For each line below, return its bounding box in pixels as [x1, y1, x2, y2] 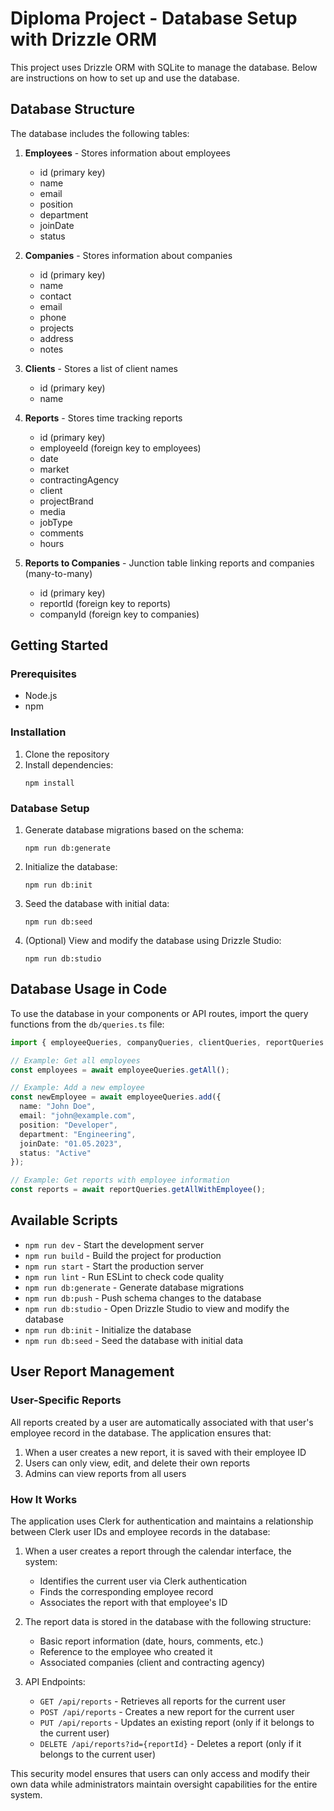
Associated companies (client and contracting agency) [39, 1656, 266, 1668]
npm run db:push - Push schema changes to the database [24, 1292, 262, 1304]
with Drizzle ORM [10, 28, 158, 51]
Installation [10, 725, 67, 739]
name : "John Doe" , [19, 1102, 97, 1112]
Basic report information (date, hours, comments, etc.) [39, 1635, 264, 1647]
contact [39, 290, 72, 302]
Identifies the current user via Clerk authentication [39, 1575, 248, 1587]
